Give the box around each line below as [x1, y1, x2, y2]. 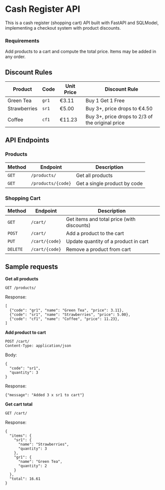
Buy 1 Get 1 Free [85, 97, 125, 104]
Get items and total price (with [66, 216, 136, 223]
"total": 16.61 [9, 476, 41, 481]
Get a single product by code [76, 180, 143, 187]
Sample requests [5, 263, 58, 271]
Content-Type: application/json [5, 343, 71, 348]
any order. [5, 54, 26, 60]
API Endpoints [5, 136, 50, 144]
